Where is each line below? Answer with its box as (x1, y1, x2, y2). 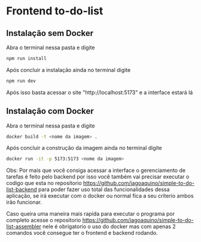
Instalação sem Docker (6, 28, 94, 38)
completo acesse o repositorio (6, 217, 81, 224)
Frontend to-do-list (6, 4, 103, 18)
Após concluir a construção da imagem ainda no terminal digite (6, 144, 163, 152)
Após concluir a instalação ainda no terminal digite (6, 66, 131, 73)
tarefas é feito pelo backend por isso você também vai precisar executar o (6, 173, 190, 180)
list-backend (6, 186, 37, 193)
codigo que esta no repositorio (6, 180, 82, 187)
